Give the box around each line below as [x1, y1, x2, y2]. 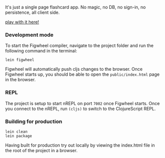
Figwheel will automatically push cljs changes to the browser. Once [5, 66, 143, 72]
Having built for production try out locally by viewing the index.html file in [5, 142, 155, 148]
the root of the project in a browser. [5, 147, 78, 153]
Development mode [5, 31, 54, 38]
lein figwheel [5, 57, 35, 62]
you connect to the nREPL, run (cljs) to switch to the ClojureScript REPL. [5, 105, 156, 111]
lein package [5, 133, 32, 138]
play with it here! [5, 19, 39, 25]
